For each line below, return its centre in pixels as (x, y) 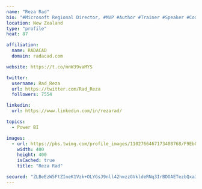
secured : (17, 177)
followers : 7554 (32, 94)
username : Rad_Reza (36, 83)
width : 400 (31, 149)
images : (16, 138)
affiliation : (23, 45)
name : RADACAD (29, 51)
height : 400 (32, 155)
